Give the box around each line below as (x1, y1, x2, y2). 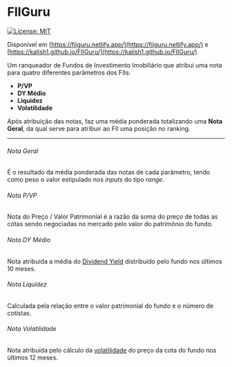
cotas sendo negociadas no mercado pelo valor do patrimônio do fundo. (7, 220, 213, 228)
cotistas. (7, 308, 32, 317)
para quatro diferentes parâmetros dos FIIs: (7, 68, 131, 77)
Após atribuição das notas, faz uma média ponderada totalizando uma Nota (7, 117, 223, 125)
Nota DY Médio (7, 235, 51, 244)
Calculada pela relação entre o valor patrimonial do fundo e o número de (7, 301, 214, 310)
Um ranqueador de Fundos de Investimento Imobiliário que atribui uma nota (7, 61, 222, 69)
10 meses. (7, 264, 36, 272)
